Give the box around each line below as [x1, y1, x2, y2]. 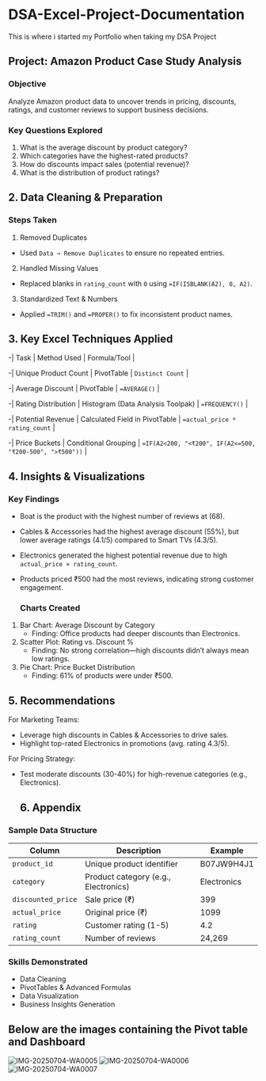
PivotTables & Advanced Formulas [19, 983, 132, 992]
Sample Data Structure [8, 824, 97, 835]
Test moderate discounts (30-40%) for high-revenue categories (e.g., [19, 770, 248, 779]
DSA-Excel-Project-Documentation [8, 6, 245, 24]
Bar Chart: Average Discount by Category [19, 620, 156, 630]
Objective [8, 78, 47, 89]
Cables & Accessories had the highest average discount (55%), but [19, 527, 239, 536]
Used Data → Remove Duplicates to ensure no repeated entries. [19, 248, 226, 257]
